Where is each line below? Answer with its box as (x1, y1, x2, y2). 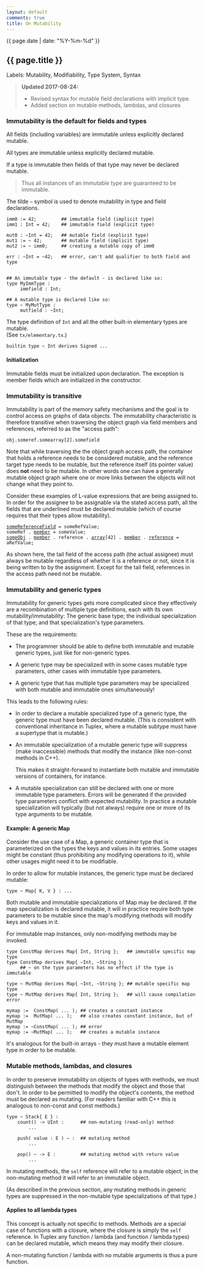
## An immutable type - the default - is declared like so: (6, 275, 163, 282)
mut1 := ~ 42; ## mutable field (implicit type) (6, 237, 149, 244)
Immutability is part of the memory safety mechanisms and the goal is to (6, 406, 189, 413)
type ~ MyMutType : (6, 302, 56, 309)
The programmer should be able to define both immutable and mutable (15, 642, 195, 650)
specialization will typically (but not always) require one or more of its (15, 804, 191, 812)
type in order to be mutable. (6, 1047, 77, 1054)
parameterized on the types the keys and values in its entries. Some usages (6, 845, 198, 852)
